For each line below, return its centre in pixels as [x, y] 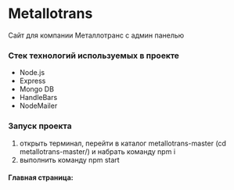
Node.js [32, 73]
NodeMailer [38, 106]
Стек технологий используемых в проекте [94, 56]
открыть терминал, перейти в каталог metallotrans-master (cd [123, 143]
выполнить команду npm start [69, 160]
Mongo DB [37, 89]
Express [32, 81]
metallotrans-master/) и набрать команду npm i [97, 151]
